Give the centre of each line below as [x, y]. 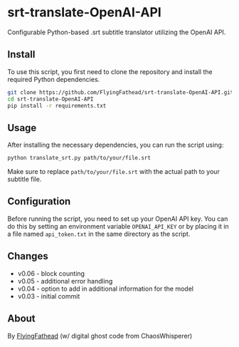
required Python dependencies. [54, 79]
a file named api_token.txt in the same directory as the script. [99, 234]
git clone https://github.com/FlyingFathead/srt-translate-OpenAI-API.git [121, 92]
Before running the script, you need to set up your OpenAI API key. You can [118, 219]
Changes [28, 256]
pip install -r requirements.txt [57, 105]
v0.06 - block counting [51, 273]
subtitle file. [25, 180]
